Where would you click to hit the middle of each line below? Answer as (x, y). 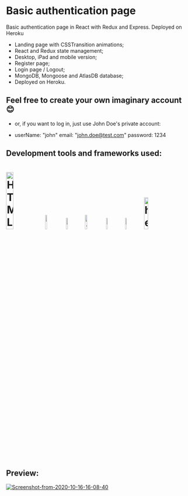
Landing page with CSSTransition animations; (69, 45)
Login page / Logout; (40, 69)
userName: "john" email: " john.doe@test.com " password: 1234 (90, 135)
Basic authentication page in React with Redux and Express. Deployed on (94, 27)
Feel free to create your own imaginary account (94, 100)
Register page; (32, 63)
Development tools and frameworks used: (84, 153)
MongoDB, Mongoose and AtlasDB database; (69, 76)
